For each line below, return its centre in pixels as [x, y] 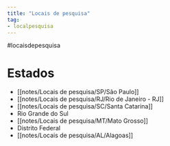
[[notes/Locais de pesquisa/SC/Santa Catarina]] [85, 106]
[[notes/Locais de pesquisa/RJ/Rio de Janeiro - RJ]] [90, 99]
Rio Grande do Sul [42, 114]
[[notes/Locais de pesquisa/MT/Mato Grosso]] [83, 121]
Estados [31, 73]
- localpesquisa [30, 26]
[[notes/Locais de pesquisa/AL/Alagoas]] [75, 135]
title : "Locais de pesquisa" [49, 13]
